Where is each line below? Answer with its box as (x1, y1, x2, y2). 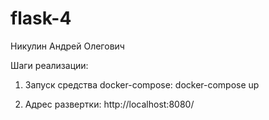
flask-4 (10, 7, 72, 30)
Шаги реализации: (10, 59, 89, 71)
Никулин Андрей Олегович (10, 40, 125, 52)
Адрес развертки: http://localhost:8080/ (24, 98, 195, 110)
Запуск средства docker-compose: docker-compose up (24, 78, 260, 91)
